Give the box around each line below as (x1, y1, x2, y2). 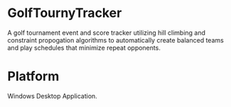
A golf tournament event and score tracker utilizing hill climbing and (7, 28, 206, 37)
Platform (7, 69, 60, 84)
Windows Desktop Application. (7, 91, 97, 100)
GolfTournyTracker (7, 5, 122, 21)
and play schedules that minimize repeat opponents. (7, 43, 161, 52)
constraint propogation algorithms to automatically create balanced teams (7, 35, 224, 44)
